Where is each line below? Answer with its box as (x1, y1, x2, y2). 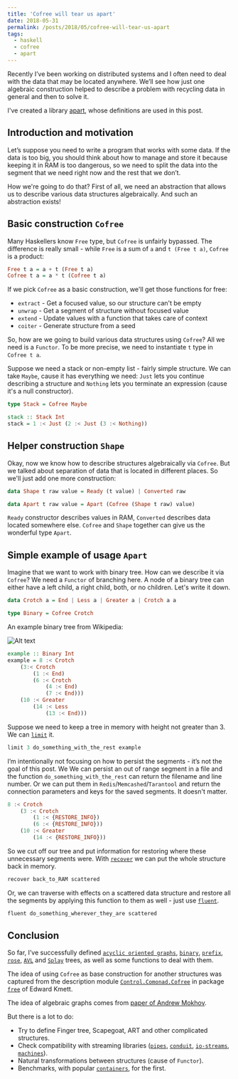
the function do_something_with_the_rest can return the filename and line (7, 772, 222, 780)
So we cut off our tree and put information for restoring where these (7, 846, 207, 855)
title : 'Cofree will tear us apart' (7, 10, 116, 18)
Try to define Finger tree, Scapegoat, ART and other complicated (17, 1026, 208, 1035)
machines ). (17, 1049, 48, 1058)
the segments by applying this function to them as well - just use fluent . (7, 896, 220, 905)
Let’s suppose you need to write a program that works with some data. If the (7, 145, 231, 154)
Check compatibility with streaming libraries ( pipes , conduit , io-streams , (17, 1041, 229, 1050)
